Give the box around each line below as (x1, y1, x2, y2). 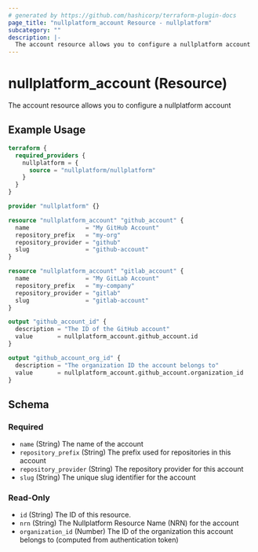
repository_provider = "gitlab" (15, 289, 122, 297)
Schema (8, 398, 49, 411)
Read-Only (8, 492, 51, 503)
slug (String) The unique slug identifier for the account (19, 473, 196, 482)
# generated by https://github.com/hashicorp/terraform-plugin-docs (8, 11, 237, 20)
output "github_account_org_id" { (8, 354, 122, 362)
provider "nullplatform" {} (8, 202, 100, 210)
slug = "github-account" (15, 245, 149, 254)
